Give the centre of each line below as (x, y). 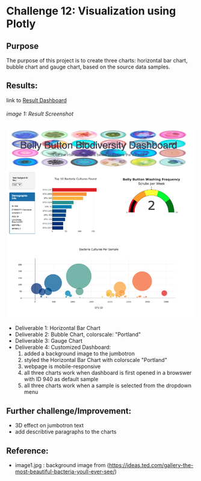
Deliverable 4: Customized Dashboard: (63, 348)
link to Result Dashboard (37, 100)
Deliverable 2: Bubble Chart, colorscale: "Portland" (78, 334)
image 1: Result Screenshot (40, 114)
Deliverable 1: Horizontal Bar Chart (57, 328)
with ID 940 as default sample (61, 379)
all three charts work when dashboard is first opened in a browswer (108, 373)
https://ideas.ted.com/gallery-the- (151, 465)
